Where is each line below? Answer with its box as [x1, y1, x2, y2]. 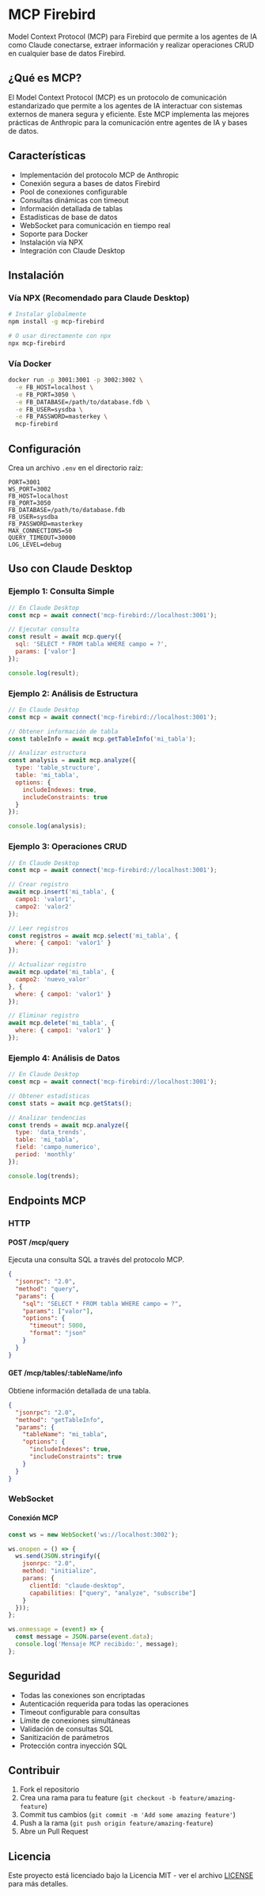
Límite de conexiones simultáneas [19, 1716, 131, 1725]
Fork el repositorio [19, 1784, 80, 1794]
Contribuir [8, 1763, 61, 1777]
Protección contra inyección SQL [19, 1741, 127, 1750]
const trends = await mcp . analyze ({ [8, 1121, 129, 1129]
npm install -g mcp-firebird [8, 318, 104, 326]
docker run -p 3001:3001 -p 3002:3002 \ [8, 376, 144, 385]
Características [8, 149, 86, 163]
